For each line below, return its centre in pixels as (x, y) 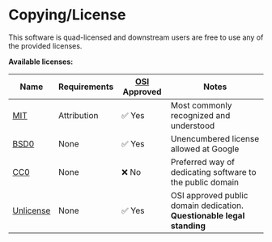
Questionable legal (208, 215)
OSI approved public (209, 195)
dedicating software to (213, 172)
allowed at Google (205, 149)
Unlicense (32, 210)
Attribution (78, 115)
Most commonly (201, 105)
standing (188, 226)
